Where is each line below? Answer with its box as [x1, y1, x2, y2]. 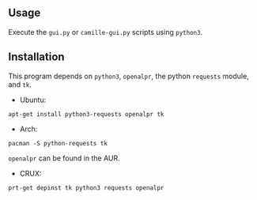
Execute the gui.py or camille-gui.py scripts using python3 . [8, 27, 203, 36]
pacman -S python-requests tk [8, 139, 108, 147]
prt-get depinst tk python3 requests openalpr [8, 183, 164, 192]
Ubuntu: [19, 95, 47, 104]
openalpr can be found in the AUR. [8, 153, 120, 163]
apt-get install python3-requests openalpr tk [8, 110, 164, 118]
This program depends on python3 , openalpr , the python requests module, [8, 71, 249, 81]
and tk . [8, 79, 32, 89]
